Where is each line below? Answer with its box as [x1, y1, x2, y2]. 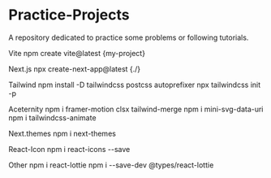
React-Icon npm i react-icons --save [8, 144, 131, 154]
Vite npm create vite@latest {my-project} [8, 48, 146, 58]
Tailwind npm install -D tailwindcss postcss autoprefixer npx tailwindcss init [8, 80, 261, 89]
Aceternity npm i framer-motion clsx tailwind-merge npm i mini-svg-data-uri [8, 104, 264, 114]
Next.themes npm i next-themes [8, 128, 116, 138]
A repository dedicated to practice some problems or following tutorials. [8, 33, 249, 42]
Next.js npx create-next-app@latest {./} [8, 63, 141, 74]
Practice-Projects [8, 6, 130, 24]
